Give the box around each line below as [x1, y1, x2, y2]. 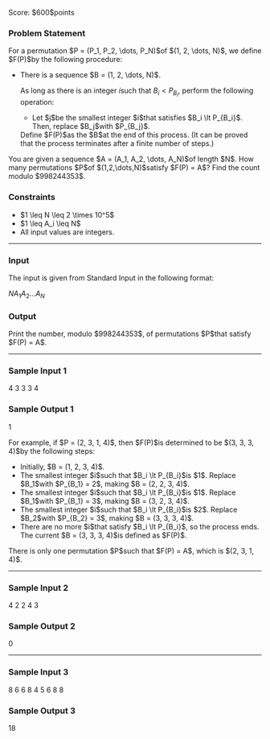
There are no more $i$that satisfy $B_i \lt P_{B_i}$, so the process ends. [19, 521, 260, 531]
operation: [19, 98, 55, 107]
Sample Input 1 [8, 365, 67, 376]
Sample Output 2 [8, 621, 76, 632]
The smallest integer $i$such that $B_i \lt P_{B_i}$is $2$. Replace [19, 504, 238, 514]
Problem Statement [8, 27, 86, 39]
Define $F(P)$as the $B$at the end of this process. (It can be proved [19, 130, 248, 140]
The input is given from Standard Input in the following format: [8, 273, 215, 283]
